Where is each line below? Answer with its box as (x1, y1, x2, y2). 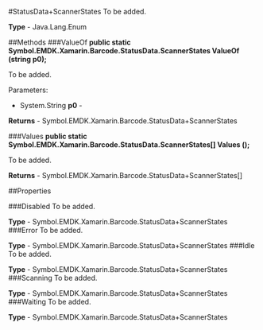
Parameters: (8, 85, 48, 95)
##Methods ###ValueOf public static (8, 37, 131, 47)
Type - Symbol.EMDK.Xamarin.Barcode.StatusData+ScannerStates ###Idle (8, 241, 255, 250)
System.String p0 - (19, 101, 83, 110)
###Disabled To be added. (8, 202, 95, 211)
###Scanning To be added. (8, 274, 98, 282)
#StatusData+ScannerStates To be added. (8, 7, 147, 16)
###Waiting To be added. (8, 297, 91, 306)
